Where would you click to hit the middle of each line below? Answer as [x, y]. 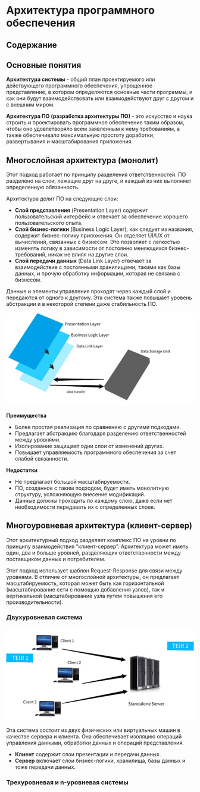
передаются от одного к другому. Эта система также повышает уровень [99, 298]
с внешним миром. [30, 105]
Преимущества [26, 415]
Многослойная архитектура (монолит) [82, 160]
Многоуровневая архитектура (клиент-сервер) [99, 526]
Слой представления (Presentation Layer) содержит [81, 210]
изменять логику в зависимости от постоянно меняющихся [91, 248]
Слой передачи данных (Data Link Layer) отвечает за [83, 261]
